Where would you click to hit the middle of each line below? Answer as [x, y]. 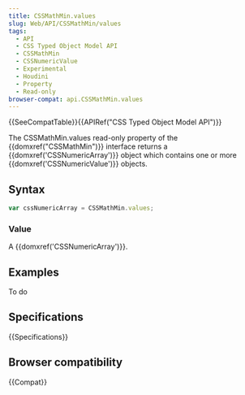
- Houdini [32, 76]
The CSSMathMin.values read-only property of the [93, 138]
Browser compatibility [66, 362]
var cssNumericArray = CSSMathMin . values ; [81, 208]
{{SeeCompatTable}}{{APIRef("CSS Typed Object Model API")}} [115, 122]
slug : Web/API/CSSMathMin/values [65, 24]
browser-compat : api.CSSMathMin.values [76, 99]
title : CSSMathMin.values [52, 16]
